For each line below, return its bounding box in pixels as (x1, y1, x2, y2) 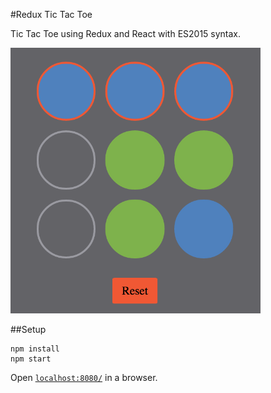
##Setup (10, 324, 47, 335)
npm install (10, 344, 60, 354)
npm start (10, 354, 52, 364)
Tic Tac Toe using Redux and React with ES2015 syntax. (10, 28, 242, 39)
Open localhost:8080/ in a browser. (10, 372, 158, 383)
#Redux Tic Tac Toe (10, 9, 93, 20)
